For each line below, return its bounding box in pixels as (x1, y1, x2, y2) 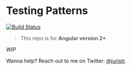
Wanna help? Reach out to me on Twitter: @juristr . (6, 57, 127, 64)
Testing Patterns (6, 4, 88, 17)
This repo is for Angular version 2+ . (20, 34, 108, 41)
